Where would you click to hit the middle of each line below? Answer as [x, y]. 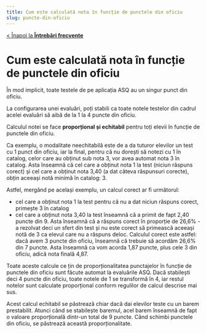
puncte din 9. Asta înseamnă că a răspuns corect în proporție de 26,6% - [108, 221]
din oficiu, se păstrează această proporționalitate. [69, 324]
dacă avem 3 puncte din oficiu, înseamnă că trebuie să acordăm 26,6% [105, 241]
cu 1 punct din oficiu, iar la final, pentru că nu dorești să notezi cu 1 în [94, 152]
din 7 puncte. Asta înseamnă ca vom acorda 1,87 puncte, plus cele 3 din [106, 248]
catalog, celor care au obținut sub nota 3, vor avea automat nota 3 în [93, 159]
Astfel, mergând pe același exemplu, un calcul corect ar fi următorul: [93, 190]
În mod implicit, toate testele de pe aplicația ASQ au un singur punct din [97, 90]
